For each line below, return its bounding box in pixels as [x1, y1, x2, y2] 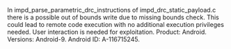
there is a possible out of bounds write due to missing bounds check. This [7, 13, 219, 21]
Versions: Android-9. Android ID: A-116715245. [7, 35, 141, 43]
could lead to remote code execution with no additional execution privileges [7, 21, 225, 28]
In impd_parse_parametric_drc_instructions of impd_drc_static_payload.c [7, 6, 216, 14]
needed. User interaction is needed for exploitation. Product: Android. [7, 28, 207, 36]
